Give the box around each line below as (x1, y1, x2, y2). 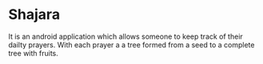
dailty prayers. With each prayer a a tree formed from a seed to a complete (8, 40, 255, 49)
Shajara (8, 6, 61, 24)
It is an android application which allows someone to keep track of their (8, 32, 244, 41)
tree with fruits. (8, 48, 58, 58)
